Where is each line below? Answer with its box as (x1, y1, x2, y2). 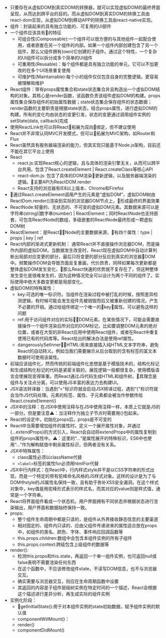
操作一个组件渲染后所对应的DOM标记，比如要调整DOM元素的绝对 (22, 323, 157, 329)
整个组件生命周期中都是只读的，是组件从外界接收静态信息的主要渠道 (17, 516, 158, 522)
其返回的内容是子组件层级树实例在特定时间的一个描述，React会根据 (17, 585, 157, 591)
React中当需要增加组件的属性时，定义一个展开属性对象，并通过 (10, 423, 141, 428)
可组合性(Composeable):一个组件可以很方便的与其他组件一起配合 (17, 36, 152, 42)
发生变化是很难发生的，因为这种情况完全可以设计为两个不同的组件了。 (10, 273, 155, 278)
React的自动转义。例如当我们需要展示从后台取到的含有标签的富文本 (17, 348, 157, 354)
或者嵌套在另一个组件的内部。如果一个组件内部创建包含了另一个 (26, 42, 158, 48)
